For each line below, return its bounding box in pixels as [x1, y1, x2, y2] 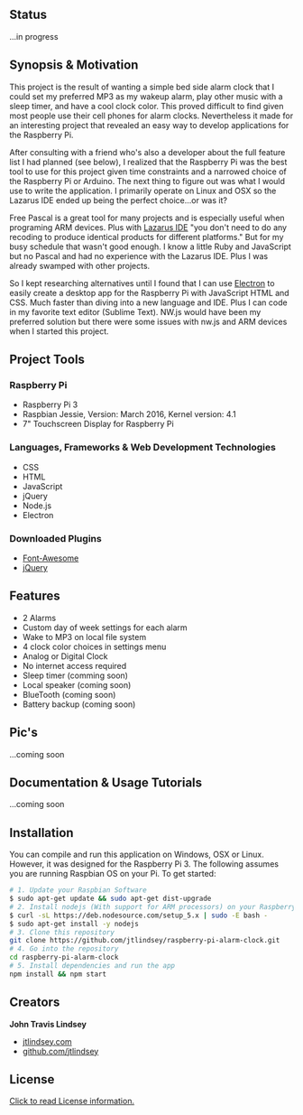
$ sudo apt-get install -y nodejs [9, 919, 140, 928]
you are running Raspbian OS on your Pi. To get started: [9, 869, 216, 879]
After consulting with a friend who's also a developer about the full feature [9, 146, 286, 157]
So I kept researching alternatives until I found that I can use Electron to [9, 277, 275, 288]
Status [9, 7, 48, 23]
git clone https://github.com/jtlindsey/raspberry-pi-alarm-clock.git [9, 936, 280, 945]
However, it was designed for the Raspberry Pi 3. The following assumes [9, 859, 280, 869]
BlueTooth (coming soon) [22, 689, 116, 700]
